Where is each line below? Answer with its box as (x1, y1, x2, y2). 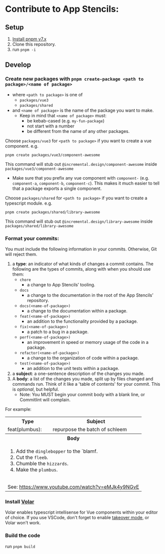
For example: (5, 406, 32, 412)
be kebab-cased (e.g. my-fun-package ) (27, 118, 105, 123)
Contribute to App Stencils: (5, 3, 119, 15)
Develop (5, 61, 31, 69)
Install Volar (5, 498, 34, 505)
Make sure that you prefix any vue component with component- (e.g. (12, 175, 149, 181)
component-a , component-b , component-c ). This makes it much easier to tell (12, 180, 160, 186)
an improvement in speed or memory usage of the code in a (27, 339, 149, 345)
